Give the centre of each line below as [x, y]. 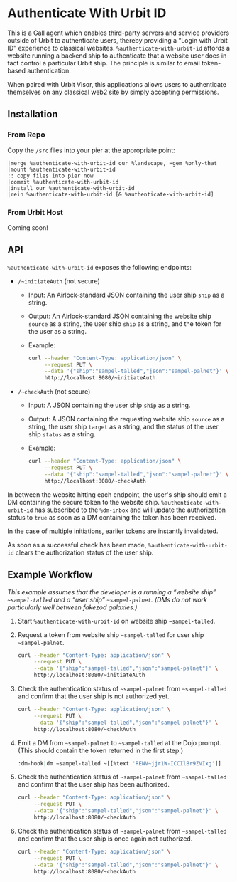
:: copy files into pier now [50, 176]
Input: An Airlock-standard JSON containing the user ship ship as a [126, 295]
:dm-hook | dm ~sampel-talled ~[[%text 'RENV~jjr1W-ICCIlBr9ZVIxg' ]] [120, 763]
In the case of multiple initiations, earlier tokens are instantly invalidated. [113, 531]
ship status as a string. [62, 434]
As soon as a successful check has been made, [77, 545]
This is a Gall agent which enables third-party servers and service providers [118, 33]
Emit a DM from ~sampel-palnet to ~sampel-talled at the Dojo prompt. [119, 742]
